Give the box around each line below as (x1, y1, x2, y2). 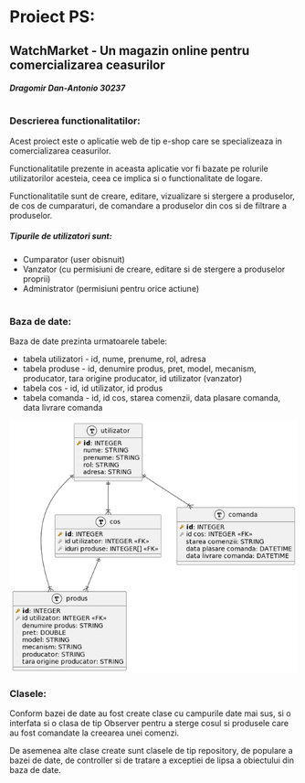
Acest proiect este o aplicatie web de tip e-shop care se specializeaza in (9, 135, 283, 146)
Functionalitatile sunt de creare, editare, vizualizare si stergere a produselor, (9, 190, 295, 201)
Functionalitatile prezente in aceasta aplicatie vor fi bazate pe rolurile (9, 163, 268, 174)
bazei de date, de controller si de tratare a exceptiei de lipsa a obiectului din (9, 755, 295, 766)
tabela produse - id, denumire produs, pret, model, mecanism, (22, 363, 258, 374)
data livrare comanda (22, 402, 103, 413)
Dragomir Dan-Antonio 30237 (9, 82, 126, 93)
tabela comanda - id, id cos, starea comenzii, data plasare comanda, (22, 392, 281, 403)
